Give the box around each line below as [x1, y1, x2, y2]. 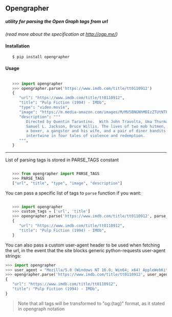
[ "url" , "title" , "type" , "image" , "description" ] [12, 181, 123, 186]
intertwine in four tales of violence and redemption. [26, 133, 145, 138]
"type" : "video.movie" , [18, 105, 70, 110]
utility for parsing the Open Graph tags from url [5, 18, 109, 25]
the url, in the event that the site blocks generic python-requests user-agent [5, 247, 166, 253]
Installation [5, 43, 30, 49]
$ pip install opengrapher [12, 54, 70, 59]
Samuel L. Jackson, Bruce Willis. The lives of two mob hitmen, [26, 124, 166, 129]
